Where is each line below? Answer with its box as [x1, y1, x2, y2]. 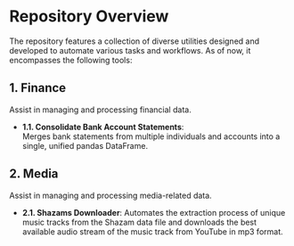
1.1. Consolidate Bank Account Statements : [21, 121, 184, 132]
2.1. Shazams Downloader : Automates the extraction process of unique [21, 207, 286, 217]
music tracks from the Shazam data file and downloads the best [21, 217, 257, 227]
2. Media [9, 167, 59, 182]
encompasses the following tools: [9, 54, 133, 65]
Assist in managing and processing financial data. [9, 104, 192, 115]
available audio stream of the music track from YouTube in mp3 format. [21, 225, 283, 237]
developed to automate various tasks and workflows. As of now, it [9, 45, 251, 55]
